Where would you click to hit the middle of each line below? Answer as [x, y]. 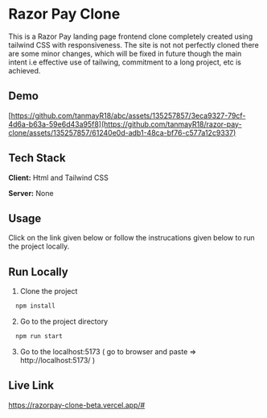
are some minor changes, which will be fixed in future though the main [125, 53]
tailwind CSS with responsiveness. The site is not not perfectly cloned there [134, 44]
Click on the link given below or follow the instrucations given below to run [131, 238]
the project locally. [39, 246]
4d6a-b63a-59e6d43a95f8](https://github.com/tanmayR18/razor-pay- [125, 124]
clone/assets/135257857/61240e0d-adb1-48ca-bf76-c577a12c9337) [122, 132]
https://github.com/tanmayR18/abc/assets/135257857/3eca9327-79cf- [128, 115]
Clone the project [49, 291]
